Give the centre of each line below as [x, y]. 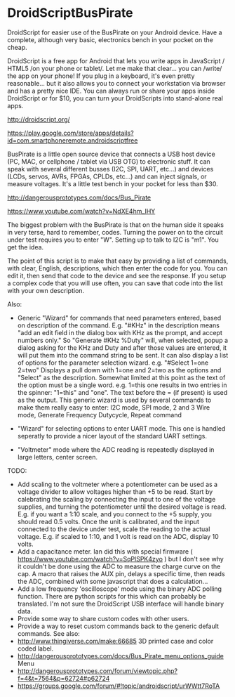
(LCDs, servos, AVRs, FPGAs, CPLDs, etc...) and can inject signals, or [107, 176]
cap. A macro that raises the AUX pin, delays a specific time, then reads [121, 573]
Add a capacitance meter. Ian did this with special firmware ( [105, 551]
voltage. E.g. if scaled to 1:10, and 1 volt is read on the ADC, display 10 [118, 536]
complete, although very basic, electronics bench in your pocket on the [110, 39]
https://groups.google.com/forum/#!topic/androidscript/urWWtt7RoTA [119, 686]
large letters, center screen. [58, 457]
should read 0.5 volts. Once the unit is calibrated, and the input [108, 521]
